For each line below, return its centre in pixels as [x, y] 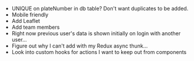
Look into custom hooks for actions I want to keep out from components [99, 52]
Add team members [36, 27]
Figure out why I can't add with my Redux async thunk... [80, 46]
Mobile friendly [30, 15]
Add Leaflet [26, 21]
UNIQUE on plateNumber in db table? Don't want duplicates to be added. [100, 9]
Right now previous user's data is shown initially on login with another [96, 33]
